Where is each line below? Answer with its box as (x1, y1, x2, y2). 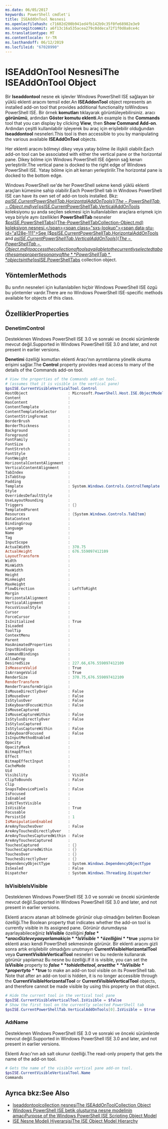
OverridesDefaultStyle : (5, 493, 70, 498)
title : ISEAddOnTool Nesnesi (5, 17, 66, 22)
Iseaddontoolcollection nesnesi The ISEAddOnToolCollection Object (12, 1102, 151, 1108)
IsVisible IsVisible (5, 882, 48, 889)
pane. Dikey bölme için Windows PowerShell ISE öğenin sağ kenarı (5, 156, 142, 162)
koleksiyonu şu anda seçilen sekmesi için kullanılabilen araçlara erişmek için (5, 208, 162, 214)
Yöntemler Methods (5, 271, 67, 280)
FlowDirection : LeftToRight (5, 586, 97, 591)
